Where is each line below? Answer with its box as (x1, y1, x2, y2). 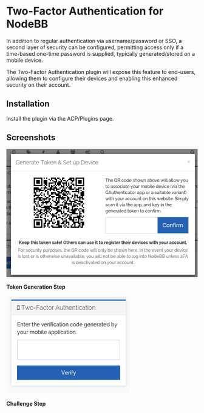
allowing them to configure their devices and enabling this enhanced (6, 75, 178, 82)
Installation (6, 99, 50, 109)
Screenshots (6, 132, 56, 143)
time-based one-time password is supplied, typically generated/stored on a (6, 50, 195, 57)
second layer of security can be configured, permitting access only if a (6, 44, 184, 51)
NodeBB (6, 17, 49, 31)
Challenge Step (6, 400, 46, 408)
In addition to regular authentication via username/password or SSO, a (6, 37, 182, 44)
